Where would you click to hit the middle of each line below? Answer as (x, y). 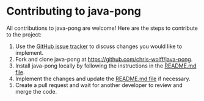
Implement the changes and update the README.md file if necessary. (103, 78)
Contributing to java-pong (74, 11)
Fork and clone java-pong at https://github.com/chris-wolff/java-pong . (104, 59)
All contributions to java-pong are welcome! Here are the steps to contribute (102, 28)
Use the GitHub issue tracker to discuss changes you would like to (98, 46)
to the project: (24, 34)
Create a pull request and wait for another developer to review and (99, 85)
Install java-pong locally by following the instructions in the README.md (106, 66)
